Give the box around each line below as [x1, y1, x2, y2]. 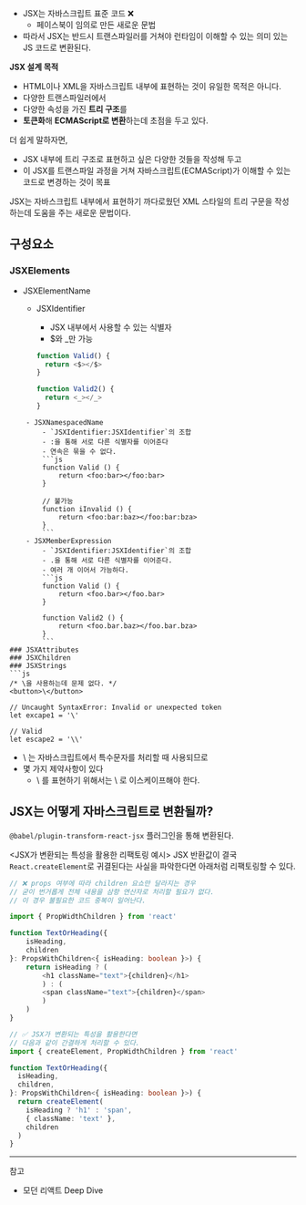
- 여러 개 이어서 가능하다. [42, 565, 129, 574]
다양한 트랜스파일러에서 [22, 92, 107, 103]
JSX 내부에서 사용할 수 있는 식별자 [49, 322, 172, 333]
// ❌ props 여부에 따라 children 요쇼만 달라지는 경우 [9, 879, 196, 888]
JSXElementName [22, 285, 91, 296]
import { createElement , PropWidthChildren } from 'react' [9, 1046, 239, 1056]
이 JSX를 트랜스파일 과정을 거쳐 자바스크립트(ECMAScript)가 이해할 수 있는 [22, 165, 291, 176]
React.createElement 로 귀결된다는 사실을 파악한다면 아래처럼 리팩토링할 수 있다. [9, 860, 296, 871]
